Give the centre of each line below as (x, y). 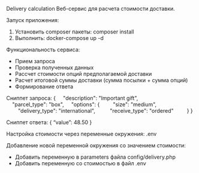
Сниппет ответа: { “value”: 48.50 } (49, 122)
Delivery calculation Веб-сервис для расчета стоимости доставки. (91, 9)
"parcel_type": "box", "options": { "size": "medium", (84, 104)
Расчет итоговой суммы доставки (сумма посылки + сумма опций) (101, 80)
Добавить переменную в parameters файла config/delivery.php (95, 157)
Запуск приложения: (33, 20)
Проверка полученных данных (54, 67)
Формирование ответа (44, 86)
